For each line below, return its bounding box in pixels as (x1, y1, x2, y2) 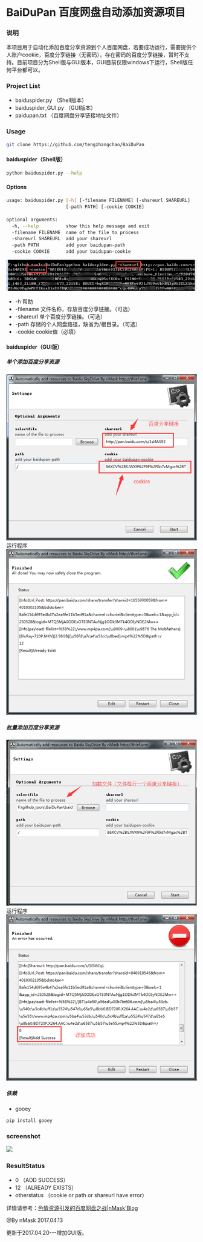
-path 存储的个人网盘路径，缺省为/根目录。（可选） (14, 321, 141, 328)
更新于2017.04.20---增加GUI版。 (6, 1229, 88, 1236)
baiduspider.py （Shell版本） (14, 96, 88, 104)
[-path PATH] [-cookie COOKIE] (65, 204, 145, 210)
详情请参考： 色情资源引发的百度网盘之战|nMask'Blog (6, 1204, 138, 1212)
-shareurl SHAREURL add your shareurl (11, 236, 112, 242)
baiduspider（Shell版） (6, 155, 66, 163)
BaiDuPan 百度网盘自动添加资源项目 (6, 5, 186, 19)
